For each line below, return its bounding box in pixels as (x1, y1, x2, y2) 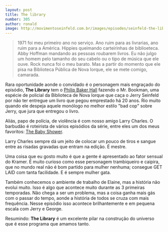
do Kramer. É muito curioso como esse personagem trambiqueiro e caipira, (5, 159, 160, 165)
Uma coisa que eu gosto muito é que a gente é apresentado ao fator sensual (5, 154, 163, 160)
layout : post (5, 7, 32, 13)
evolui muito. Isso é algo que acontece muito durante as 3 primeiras (5, 184, 145, 191)
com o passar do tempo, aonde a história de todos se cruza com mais (5, 195, 149, 201)
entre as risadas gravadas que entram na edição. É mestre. (5, 144, 126, 150)
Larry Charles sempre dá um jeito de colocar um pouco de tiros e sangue (5, 139, 156, 145)
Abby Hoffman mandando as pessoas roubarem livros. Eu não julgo (17, 51, 156, 57)
